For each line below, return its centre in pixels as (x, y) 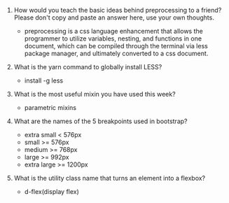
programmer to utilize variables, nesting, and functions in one (113, 38)
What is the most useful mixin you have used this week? (95, 94)
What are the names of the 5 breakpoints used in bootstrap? (100, 121)
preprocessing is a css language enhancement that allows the (113, 31)
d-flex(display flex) (51, 191)
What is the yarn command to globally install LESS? (88, 67)
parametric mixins (50, 107)
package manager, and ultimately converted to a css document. (116, 53)
